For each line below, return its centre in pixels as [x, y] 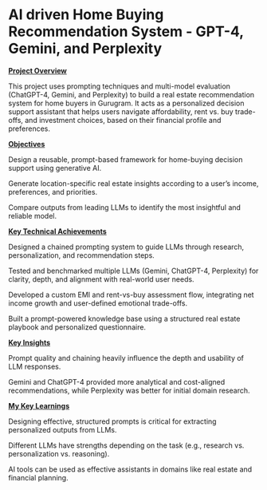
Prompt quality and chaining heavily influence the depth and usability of [126, 358]
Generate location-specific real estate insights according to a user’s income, [133, 183]
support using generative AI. [55, 168]
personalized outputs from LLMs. [63, 429]
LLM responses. [35, 366]
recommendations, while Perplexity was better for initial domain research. [129, 390]
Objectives [27, 144]
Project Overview [38, 70]
